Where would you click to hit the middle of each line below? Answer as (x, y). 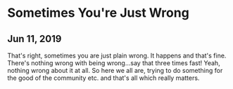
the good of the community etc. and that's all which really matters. (103, 78)
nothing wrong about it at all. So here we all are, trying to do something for (115, 70)
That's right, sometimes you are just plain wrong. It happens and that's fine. (117, 55)
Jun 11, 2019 (34, 39)
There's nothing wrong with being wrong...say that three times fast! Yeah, (114, 63)
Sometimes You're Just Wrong (99, 13)
